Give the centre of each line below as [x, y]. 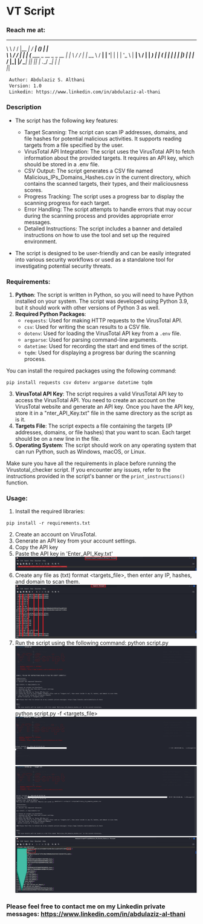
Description [24, 107]
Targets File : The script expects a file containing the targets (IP [94, 426]
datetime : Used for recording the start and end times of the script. [106, 346]
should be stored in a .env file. [62, 164]
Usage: [17, 498]
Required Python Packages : [50, 314]
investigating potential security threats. [63, 266]
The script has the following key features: [67, 120]
